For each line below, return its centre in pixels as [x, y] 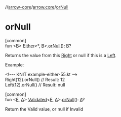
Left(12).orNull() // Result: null [35, 85]
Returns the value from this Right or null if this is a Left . [61, 55]
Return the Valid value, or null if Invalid [44, 109]
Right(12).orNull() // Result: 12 [35, 79]
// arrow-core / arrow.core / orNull [37, 7]
